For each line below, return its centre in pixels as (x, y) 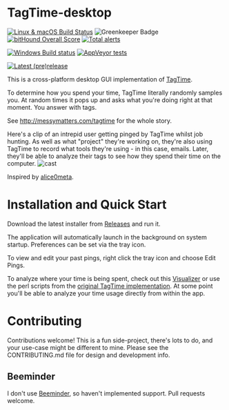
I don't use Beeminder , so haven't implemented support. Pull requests (106, 393)
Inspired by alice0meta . (40, 177)
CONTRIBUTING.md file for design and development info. (89, 355)
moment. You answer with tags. (52, 107)
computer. (22, 163)
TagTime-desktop (59, 13)
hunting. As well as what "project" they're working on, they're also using (110, 141)
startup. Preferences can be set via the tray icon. (77, 244)
